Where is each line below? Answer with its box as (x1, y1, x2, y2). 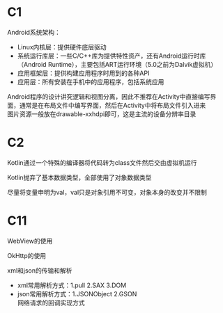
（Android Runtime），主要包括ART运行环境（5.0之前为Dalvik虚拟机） (17, 60, 217, 68)
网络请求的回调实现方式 (17, 298, 85, 307)
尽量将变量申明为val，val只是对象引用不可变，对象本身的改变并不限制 (7, 188, 208, 196)
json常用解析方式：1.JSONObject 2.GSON (17, 289, 137, 298)
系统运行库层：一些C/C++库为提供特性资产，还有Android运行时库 (17, 51, 206, 60)
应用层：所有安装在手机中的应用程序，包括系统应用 (17, 77, 164, 86)
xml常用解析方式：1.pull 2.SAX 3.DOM (17, 281, 127, 289)
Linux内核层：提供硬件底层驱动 (17, 42, 107, 51)
